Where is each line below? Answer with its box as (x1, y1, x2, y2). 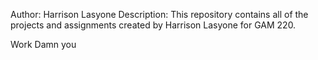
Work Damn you (10, 39, 77, 50)
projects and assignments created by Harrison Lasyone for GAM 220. (10, 19, 297, 31)
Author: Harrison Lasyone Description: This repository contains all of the (10, 9, 309, 20)
